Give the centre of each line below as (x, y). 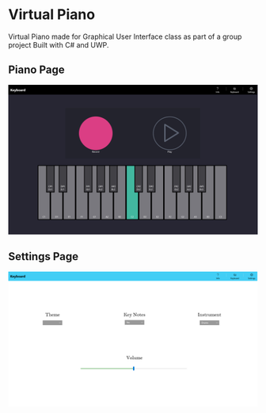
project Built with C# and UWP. (59, 44)
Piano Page (36, 70)
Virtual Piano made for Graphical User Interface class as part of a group (125, 36)
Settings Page (44, 256)
